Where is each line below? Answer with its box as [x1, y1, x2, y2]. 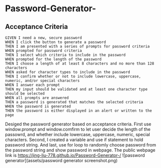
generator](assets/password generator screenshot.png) [5, 158, 118, 163]
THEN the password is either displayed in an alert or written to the [5, 108, 152, 113]
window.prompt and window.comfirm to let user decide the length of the [5, 126, 151, 132]
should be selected [5, 91, 45, 96]
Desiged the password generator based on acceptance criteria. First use [5, 121, 152, 127]
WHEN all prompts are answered [5, 96, 69, 100]
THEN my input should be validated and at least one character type [5, 87, 148, 92]
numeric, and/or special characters [5, 78, 80, 83]
